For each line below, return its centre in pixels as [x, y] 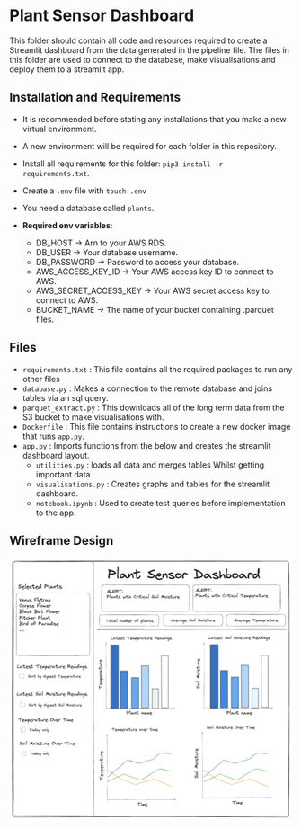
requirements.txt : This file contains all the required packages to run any [157, 369]
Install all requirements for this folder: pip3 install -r [123, 164]
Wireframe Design [62, 540]
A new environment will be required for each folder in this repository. [149, 146]
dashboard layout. [56, 455]
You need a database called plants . [88, 208]
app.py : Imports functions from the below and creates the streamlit [146, 445]
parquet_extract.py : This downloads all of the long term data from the [153, 407]
